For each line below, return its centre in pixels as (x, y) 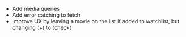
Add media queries (36, 9)
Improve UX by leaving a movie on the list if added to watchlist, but (96, 21)
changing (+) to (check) (42, 27)
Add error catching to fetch (46, 15)
